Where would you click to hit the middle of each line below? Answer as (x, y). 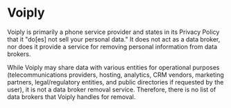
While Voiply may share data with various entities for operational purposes (113, 67)
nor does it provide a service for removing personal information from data (112, 46)
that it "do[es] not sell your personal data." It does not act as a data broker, (114, 39)
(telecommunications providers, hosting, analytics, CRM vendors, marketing (115, 75)
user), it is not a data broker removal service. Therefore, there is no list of (112, 89)
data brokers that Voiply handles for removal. (71, 97)
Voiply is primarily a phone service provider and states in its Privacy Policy (113, 32)
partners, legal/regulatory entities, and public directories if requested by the (115, 82)
